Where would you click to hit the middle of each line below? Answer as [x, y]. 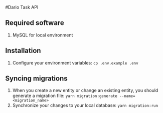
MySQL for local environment [43, 35]
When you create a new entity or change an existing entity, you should [85, 90]
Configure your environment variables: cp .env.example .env [75, 62]
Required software [35, 23]
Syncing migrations [36, 79]
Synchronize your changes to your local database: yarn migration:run [85, 105]
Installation [23, 51]
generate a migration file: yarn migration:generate [65, 96]
